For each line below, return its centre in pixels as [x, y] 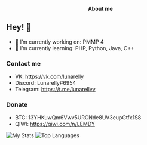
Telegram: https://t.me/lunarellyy [55, 90]
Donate [17, 105]
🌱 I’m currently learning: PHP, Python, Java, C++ [75, 48]
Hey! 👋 [19, 27]
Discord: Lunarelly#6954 [45, 83]
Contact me [24, 63]
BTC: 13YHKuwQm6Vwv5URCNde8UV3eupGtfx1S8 [78, 118]
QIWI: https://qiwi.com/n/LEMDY [55, 124]
